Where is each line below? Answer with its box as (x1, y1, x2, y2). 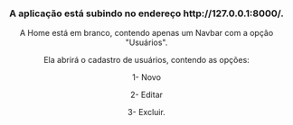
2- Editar (129, 89, 164, 101)
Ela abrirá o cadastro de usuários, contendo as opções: (43, 55, 250, 66)
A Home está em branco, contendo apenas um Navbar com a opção (19, 28, 274, 39)
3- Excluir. (127, 107, 166, 118)
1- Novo (131, 72, 162, 83)
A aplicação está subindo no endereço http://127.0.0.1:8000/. (9, 7, 284, 20)
